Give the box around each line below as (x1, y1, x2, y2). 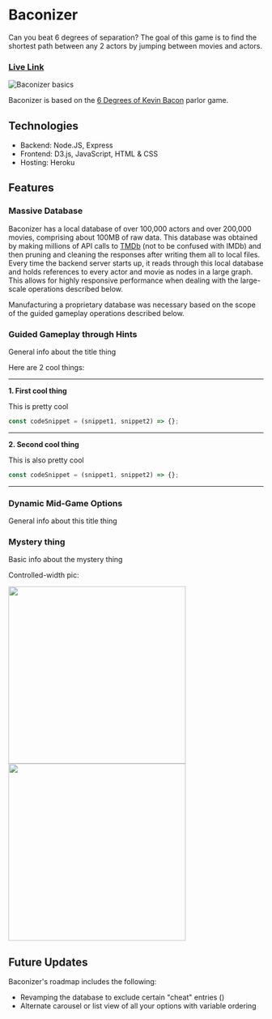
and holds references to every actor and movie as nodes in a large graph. (8, 266, 253, 276)
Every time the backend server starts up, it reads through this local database (8, 258, 264, 268)
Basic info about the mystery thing (8, 555, 123, 565)
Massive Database (8, 205, 83, 216)
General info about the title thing (8, 347, 116, 357)
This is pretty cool (8, 402, 69, 411)
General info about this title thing (8, 516, 117, 526)
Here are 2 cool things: (8, 363, 85, 373)
